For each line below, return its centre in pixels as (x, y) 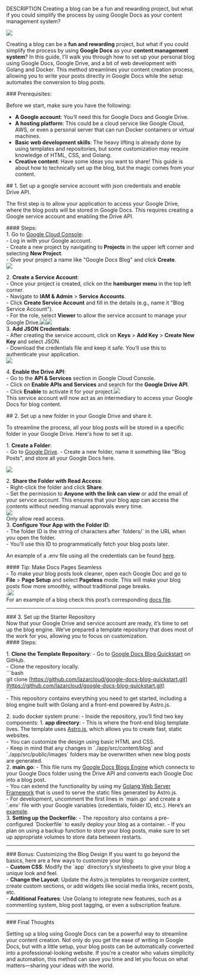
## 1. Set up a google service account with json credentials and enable (93, 186)
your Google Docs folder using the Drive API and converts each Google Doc (100, 773)
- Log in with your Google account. (49, 241)
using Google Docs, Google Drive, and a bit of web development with (91, 63)
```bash (15, 673)
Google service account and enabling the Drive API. (70, 216)
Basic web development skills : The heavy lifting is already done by (98, 142)
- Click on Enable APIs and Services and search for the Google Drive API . (98, 384)
